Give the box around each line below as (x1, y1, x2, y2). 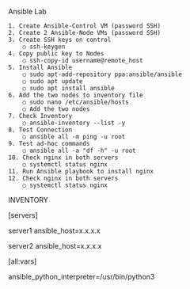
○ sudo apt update (22, 78, 83, 86)
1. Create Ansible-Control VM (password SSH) (8, 22, 161, 30)
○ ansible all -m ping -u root (22, 133, 126, 141)
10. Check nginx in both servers (8, 154, 119, 162)
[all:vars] (8, 257, 37, 266)
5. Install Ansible (8, 63, 73, 71)
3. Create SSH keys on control (8, 36, 112, 44)
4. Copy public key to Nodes (8, 50, 104, 58)
